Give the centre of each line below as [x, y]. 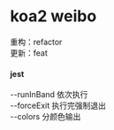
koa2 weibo [53, 16]
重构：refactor [36, 42]
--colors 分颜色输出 [46, 117]
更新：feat [29, 53]
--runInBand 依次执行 [49, 95]
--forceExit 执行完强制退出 [58, 106]
